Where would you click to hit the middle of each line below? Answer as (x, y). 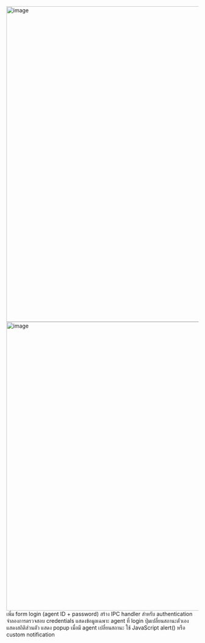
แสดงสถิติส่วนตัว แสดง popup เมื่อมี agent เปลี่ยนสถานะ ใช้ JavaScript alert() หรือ (96, 628)
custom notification (31, 634)
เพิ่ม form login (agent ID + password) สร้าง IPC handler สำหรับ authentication (99, 614)
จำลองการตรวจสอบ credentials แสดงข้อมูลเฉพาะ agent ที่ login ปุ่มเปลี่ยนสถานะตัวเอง (98, 621)
